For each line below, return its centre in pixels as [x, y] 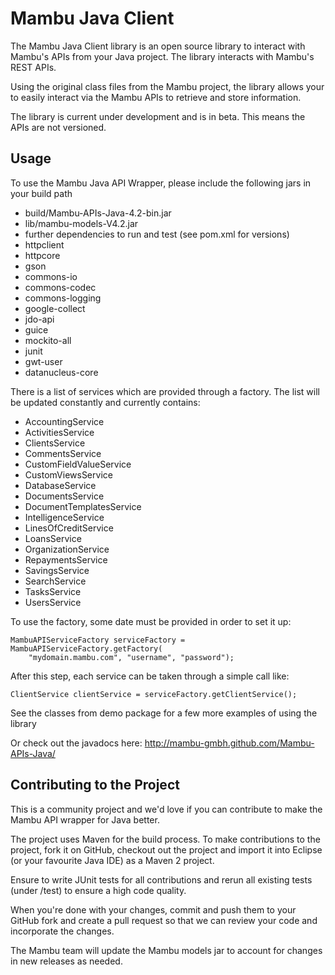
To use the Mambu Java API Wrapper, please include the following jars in [161, 183]
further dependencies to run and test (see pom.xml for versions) [157, 234]
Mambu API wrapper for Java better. [85, 819]
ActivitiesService [59, 432]
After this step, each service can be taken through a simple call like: [150, 676]
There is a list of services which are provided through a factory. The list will [165, 391]
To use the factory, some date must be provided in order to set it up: [151, 621]
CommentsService [63, 453]
